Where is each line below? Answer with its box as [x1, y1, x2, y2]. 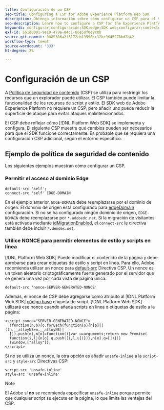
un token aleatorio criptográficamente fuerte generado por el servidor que [5, 270, 155, 276]
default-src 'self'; [5, 186, 47, 191]
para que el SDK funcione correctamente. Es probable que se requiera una [5, 130, 155, 136]
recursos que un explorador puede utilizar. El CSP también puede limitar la [5, 95, 155, 101]
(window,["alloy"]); [9, 340, 51, 345]
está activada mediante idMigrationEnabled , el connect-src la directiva [5, 220, 146, 226]
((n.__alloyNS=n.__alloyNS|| [5, 327, 64, 332]
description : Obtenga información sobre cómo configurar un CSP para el [5, 16, 156, 21]
